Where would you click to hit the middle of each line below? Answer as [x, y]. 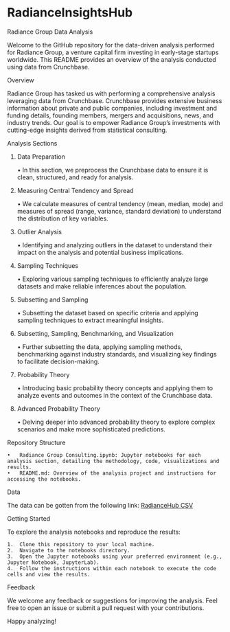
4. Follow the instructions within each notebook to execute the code [112, 568]
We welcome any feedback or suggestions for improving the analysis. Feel [112, 600]
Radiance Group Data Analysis [50, 32]
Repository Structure [37, 442]
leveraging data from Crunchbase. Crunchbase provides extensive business [115, 100]
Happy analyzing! [32, 621]
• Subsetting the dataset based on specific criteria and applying [107, 313]
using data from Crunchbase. [49, 67]
